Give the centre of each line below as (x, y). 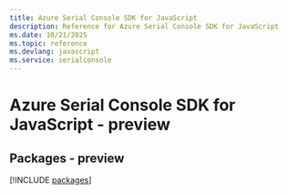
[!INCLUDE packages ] (51, 180)
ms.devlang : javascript (55, 52)
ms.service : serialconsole (61, 60)
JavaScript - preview (90, 125)
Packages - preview (67, 158)
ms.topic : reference (49, 43)
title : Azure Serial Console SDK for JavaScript (103, 18)
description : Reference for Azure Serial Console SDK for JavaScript (144, 26)
